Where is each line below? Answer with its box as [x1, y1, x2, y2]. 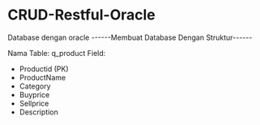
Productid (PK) [19, 63, 70, 74]
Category [19, 81, 51, 91]
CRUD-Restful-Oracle [7, 6, 156, 24]
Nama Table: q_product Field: [7, 48, 106, 58]
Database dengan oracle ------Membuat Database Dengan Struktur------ [7, 32, 253, 42]
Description [19, 107, 58, 117]
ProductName [19, 72, 66, 82]
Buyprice [19, 89, 50, 99]
